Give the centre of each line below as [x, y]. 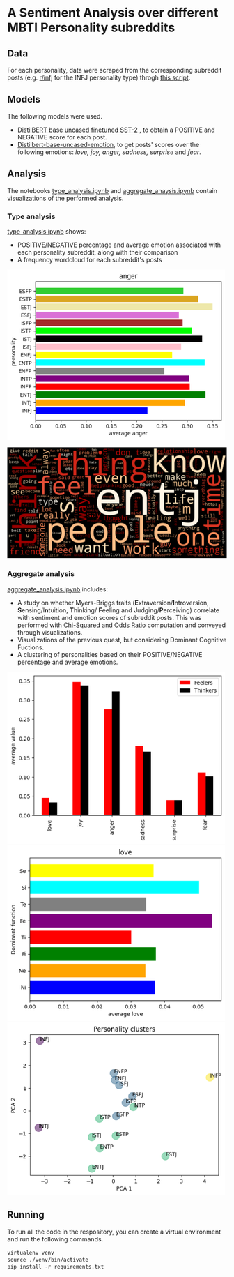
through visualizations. [50, 632]
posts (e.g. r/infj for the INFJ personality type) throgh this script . [99, 77]
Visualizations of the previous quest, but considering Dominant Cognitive [122, 640]
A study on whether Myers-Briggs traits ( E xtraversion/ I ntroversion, [113, 603]
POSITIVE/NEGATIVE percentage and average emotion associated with [119, 245]
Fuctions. [30, 647]
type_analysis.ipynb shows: [47, 231]
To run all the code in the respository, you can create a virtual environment [114, 1232]
